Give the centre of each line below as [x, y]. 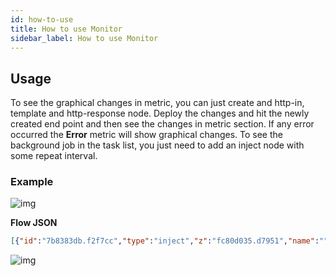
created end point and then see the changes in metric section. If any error [162, 124]
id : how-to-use [42, 19]
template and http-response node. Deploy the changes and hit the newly [160, 113]
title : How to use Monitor [66, 29]
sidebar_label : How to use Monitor [84, 38]
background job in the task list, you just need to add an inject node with [157, 145]
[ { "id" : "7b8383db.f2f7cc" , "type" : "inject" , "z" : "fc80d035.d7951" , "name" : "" [169, 241]
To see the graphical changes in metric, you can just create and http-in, [157, 103]
